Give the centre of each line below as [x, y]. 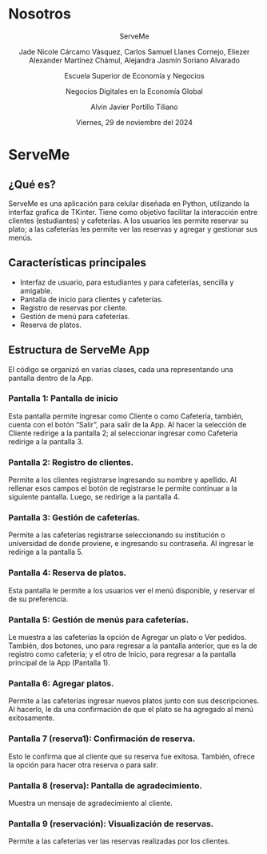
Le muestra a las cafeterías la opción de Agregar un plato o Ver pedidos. [128, 637]
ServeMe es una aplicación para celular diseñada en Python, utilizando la [129, 203]
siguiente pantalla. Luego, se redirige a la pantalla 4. [94, 497]
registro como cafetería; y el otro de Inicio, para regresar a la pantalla [122, 654]
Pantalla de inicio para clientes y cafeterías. [92, 299]
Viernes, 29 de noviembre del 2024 [134, 122]
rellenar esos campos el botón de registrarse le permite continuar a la [123, 488]
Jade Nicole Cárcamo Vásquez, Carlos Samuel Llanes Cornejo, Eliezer [134, 51]
